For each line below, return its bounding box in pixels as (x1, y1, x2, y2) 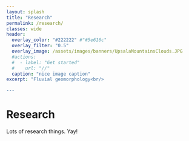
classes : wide (6, 25, 42, 32)
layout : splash (6, 8, 45, 15)
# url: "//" (12, 65, 50, 71)
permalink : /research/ (6, 20, 64, 26)
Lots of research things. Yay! (6, 128, 78, 135)
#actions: (12, 54, 36, 60)
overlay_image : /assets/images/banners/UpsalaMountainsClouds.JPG (12, 48, 183, 54)
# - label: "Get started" (12, 59, 80, 65)
